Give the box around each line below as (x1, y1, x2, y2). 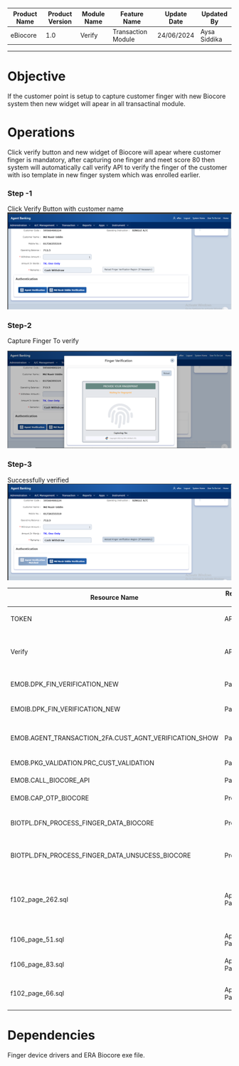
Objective (7, 68, 66, 85)
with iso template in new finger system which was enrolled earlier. (7, 171, 201, 179)
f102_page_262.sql (10, 895, 69, 904)
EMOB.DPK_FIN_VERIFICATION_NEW (10, 680, 119, 688)
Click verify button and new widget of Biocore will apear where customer (7, 148, 222, 157)
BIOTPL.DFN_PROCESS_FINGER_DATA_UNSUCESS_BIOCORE (10, 851, 191, 860)
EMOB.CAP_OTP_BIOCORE (10, 793, 90, 802)
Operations (7, 125, 75, 141)
